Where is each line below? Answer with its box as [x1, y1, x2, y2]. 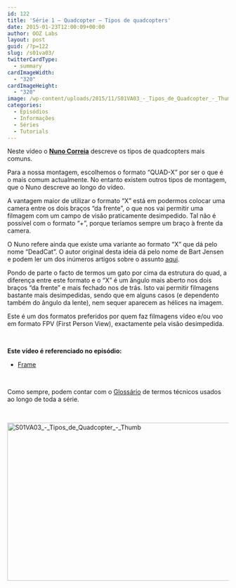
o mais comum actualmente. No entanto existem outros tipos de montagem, [7, 176, 227, 184]
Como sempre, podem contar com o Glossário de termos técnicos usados [7, 388, 221, 396]
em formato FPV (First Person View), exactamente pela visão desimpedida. [7, 320, 225, 328]
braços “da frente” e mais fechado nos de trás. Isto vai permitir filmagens [7, 284, 219, 292]
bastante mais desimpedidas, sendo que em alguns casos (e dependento [7, 291, 219, 299]
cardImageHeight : [7, 82, 58, 89]
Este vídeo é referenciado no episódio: [7, 347, 122, 355]
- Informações [13, 115, 55, 122]
